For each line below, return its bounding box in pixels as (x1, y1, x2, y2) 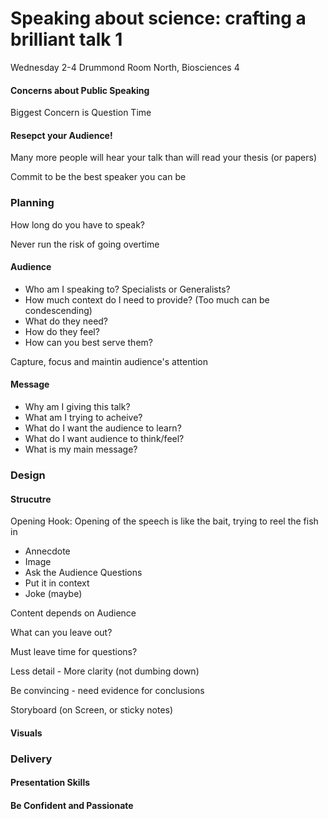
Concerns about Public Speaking (10, 84, 150, 96)
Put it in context (24, 577, 90, 589)
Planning (10, 196, 55, 210)
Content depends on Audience (10, 607, 137, 619)
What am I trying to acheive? (24, 412, 143, 424)
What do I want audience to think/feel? (24, 433, 185, 445)
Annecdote (24, 545, 71, 557)
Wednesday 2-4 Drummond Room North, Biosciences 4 (10, 61, 240, 73)
